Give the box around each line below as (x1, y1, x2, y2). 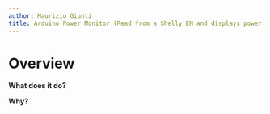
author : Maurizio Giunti (8, 11, 92, 20)
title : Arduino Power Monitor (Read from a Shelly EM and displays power (8, 19, 263, 27)
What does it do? (8, 81, 67, 91)
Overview (8, 54, 75, 73)
